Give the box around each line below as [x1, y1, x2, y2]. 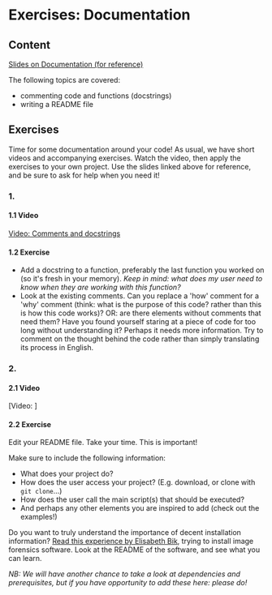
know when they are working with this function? [19, 282, 181, 293]
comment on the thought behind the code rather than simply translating [19, 334, 260, 344]
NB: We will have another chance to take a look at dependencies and [8, 569, 241, 579]
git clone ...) [19, 486, 63, 496]
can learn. [8, 554, 42, 563]
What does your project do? [19, 469, 114, 479]
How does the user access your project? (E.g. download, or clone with [19, 477, 256, 487]
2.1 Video [8, 383, 41, 392]
